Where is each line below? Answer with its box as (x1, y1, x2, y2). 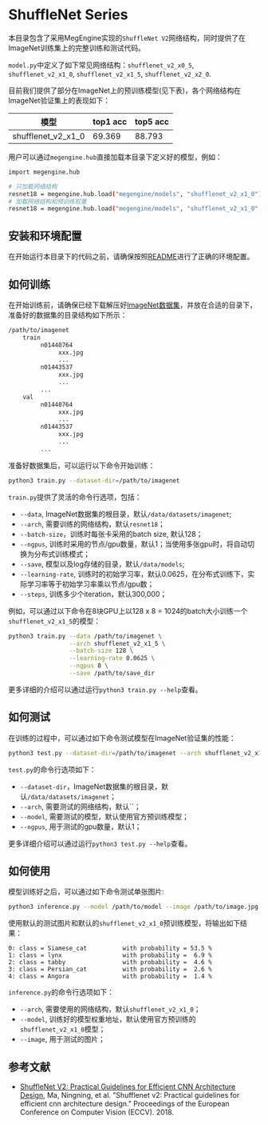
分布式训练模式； (33, 549, 90, 558)
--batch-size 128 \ (69, 647, 134, 655)
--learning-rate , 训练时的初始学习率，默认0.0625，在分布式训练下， (19, 569, 248, 579)
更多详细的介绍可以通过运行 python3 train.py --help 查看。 (8, 684, 203, 694)
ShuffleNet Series (8, 6, 128, 24)
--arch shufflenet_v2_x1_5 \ (69, 639, 166, 647)
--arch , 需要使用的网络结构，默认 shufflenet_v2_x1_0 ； (19, 1004, 201, 1014)
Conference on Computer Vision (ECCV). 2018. (19, 1107, 174, 1117)
